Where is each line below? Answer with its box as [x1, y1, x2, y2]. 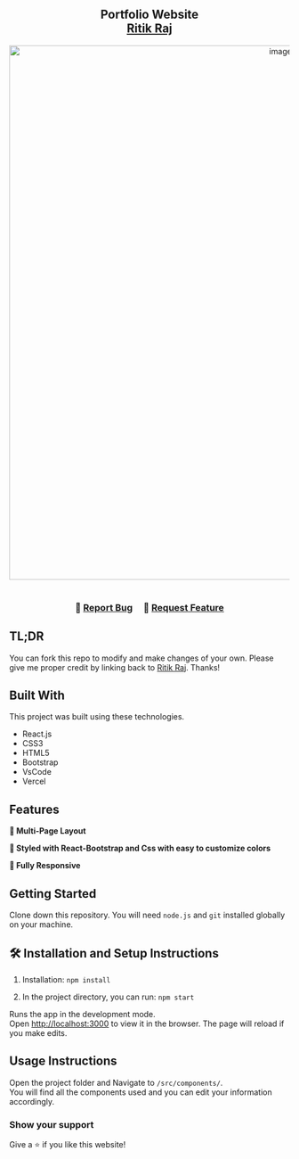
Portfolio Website [100, 7, 199, 22]
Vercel [21, 776, 46, 787]
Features [9, 801, 60, 817]
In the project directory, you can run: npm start [21, 991, 195, 1002]
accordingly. [9, 1096, 55, 1106]
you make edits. [9, 1027, 68, 1038]
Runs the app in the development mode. [9, 1008, 156, 1019]
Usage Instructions [9, 1054, 117, 1069]
